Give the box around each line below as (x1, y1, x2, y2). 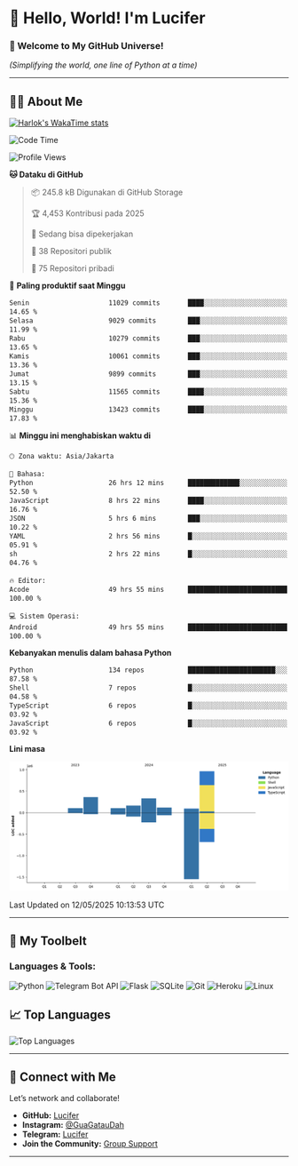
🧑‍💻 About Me (9, 93, 83, 109)
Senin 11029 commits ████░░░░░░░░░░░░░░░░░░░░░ (9, 299, 288, 307)
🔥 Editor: (9, 577, 46, 586)
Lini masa (9, 744, 46, 755)
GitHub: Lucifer (21, 1110, 80, 1121)
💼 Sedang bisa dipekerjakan (30, 228, 134, 239)
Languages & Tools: (9, 960, 96, 972)
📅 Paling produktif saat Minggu (9, 280, 126, 291)
